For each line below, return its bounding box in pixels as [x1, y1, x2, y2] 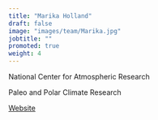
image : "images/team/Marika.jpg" [8, 27, 122, 35]
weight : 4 [8, 49, 42, 58]
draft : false [8, 19, 53, 28]
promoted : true [8, 42, 60, 50]
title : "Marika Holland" [8, 11, 92, 20]
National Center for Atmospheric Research [8, 72, 150, 81]
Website [8, 103, 36, 113]
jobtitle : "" [8, 34, 53, 43]
